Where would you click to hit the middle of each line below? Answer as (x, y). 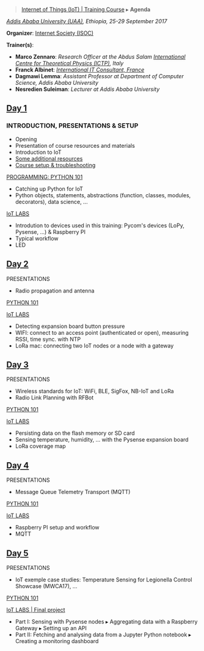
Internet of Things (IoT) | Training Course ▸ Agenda (86, 9)
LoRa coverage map (40, 446)
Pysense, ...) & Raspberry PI (50, 231)
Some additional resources (49, 158)
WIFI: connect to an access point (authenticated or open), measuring (102, 332)
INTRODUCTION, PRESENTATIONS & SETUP (72, 126)
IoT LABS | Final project (36, 609)
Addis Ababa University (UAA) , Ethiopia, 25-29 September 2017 (87, 21)
